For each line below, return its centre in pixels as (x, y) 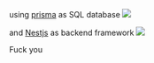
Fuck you (26, 49)
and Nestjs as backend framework (72, 32)
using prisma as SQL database (65, 14)
